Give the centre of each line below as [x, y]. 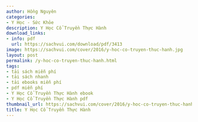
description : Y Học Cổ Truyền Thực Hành [57, 28]
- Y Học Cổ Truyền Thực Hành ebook [50, 93]
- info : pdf [21, 39]
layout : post [22, 55]
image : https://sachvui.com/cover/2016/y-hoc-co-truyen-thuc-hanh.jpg [95, 50]
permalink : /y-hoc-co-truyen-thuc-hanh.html [62, 60]
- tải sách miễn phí [32, 72]
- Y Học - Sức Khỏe [30, 22]
